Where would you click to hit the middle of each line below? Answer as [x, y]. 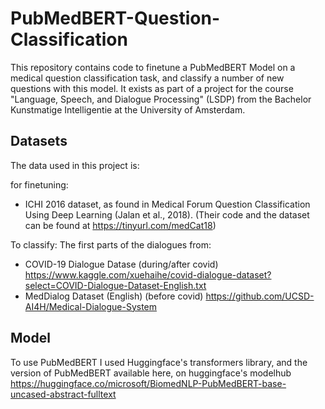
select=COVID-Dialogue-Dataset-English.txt [115, 285]
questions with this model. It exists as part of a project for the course [152, 88]
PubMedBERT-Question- [115, 18]
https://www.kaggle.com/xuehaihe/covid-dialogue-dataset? [148, 274]
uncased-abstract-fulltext [63, 394]
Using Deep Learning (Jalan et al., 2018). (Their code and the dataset [167, 214]
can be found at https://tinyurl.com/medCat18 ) [120, 225]
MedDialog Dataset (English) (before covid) [114, 296]
